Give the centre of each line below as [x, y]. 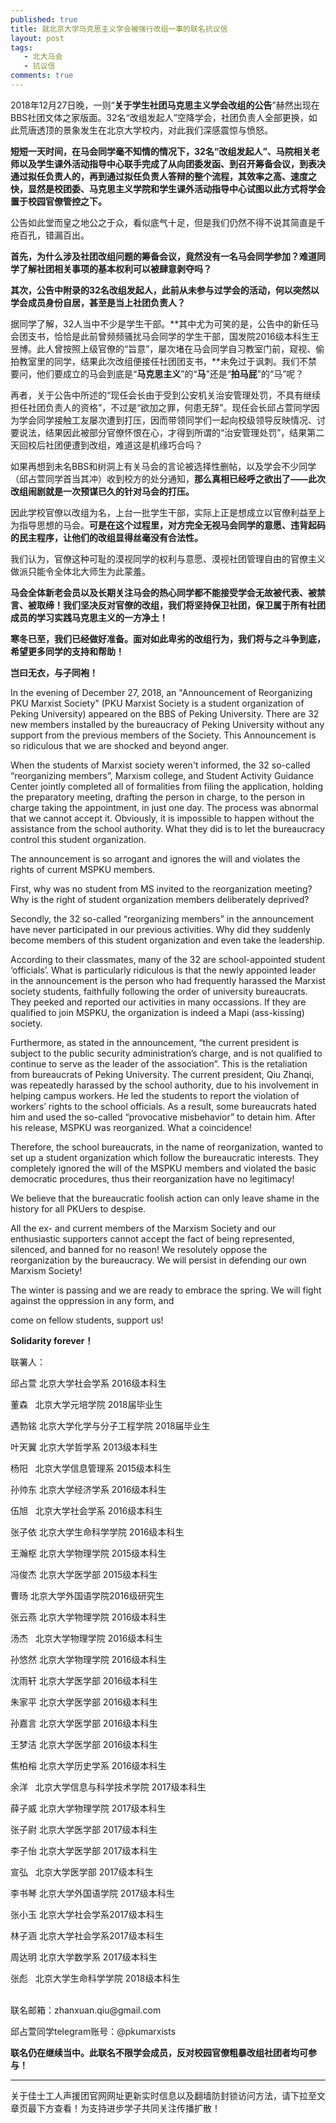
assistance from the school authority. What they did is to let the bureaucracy [168, 828]
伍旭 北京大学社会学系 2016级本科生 [86, 1510]
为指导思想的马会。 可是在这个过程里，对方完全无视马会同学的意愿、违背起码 [168, 525]
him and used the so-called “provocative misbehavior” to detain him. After [163, 1117]
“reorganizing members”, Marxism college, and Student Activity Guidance [162, 775]
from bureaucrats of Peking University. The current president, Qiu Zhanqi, [162, 1074]
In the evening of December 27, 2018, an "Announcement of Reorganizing [161, 692]
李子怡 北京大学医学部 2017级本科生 [84, 1850]
